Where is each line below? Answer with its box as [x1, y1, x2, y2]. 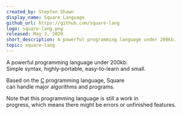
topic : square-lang [6, 43, 55, 49]
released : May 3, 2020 [6, 31, 63, 37]
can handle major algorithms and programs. [6, 83, 115, 90]
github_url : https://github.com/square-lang [6, 20, 120, 26]
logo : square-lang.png [6, 25, 63, 32]
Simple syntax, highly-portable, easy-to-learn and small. [6, 65, 146, 72]
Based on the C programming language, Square [6, 76, 125, 84]
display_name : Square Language [6, 14, 85, 20]
